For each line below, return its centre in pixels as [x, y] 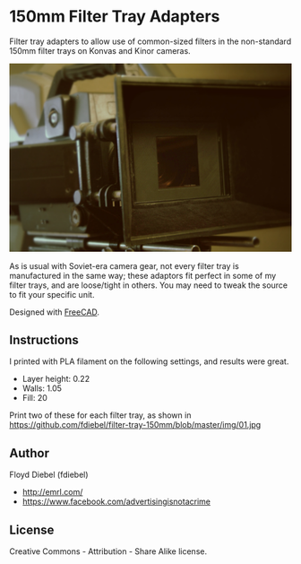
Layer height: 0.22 [56, 379]
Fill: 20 [34, 398]
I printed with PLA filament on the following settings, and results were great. [149, 361]
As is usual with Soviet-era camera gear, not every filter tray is [124, 265]
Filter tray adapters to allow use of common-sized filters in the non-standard [150, 41]
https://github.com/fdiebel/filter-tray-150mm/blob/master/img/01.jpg [135, 425]
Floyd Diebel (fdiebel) [49, 475]
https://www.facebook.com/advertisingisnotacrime [116, 502]
